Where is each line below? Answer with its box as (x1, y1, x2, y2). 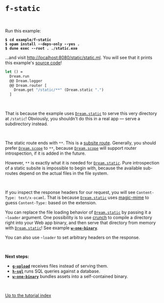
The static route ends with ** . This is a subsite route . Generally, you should (5, 140, 156, 146)
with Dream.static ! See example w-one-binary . (5, 225, 99, 231)
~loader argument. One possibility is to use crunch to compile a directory (5, 215, 153, 220)
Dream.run (9, 74, 29, 79)
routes (5, 170, 18, 176)
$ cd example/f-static (5, 37, 51, 42)
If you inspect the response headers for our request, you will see (5, 190, 136, 195)
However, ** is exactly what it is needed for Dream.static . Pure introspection (5, 160, 160, 166)
